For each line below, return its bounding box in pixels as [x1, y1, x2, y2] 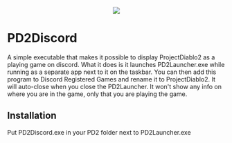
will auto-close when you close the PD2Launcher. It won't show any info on [7, 82, 222, 90]
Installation [7, 110, 57, 122]
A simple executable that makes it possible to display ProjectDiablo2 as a [7, 53, 215, 61]
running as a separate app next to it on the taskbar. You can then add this [7, 68, 217, 76]
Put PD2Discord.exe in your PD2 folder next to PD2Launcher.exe [7, 128, 192, 136]
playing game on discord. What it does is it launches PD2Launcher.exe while [7, 60, 225, 68]
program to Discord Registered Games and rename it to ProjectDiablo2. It [7, 75, 216, 83]
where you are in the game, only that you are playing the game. [7, 90, 188, 98]
